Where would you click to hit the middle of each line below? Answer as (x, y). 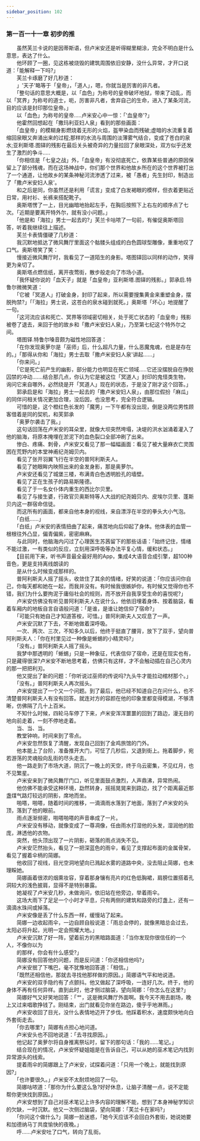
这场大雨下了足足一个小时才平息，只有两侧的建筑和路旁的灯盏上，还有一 (105, 900)
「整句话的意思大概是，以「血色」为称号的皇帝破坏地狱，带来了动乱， (101, 93)
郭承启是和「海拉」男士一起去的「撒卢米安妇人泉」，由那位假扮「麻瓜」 (104, 392)
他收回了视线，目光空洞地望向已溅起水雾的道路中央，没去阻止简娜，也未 (105, 862)
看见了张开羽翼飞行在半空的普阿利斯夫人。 (68, 459)
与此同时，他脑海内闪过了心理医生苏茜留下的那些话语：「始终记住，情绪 (104, 541)
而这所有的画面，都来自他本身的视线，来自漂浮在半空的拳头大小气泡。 (102, 511)
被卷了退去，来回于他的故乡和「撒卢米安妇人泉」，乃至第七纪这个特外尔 (93, 324)
